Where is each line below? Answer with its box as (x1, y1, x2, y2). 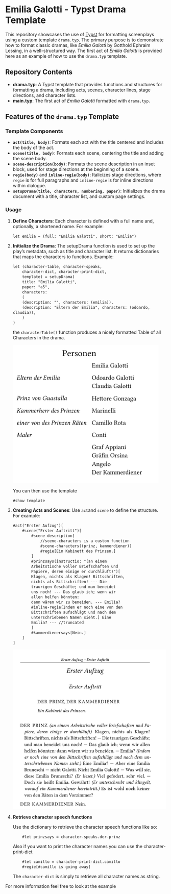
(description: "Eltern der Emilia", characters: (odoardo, (22, 305, 151, 310)
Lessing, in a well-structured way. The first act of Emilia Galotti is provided (5, 47, 162, 54)
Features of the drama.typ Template (5, 112, 119, 121)
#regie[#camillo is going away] (22, 864, 91, 870)
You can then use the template (12, 487, 78, 493)
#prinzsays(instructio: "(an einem (31, 559, 107, 564)
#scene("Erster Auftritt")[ (22, 528, 82, 533)
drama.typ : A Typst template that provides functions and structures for (12, 81, 162, 87)
